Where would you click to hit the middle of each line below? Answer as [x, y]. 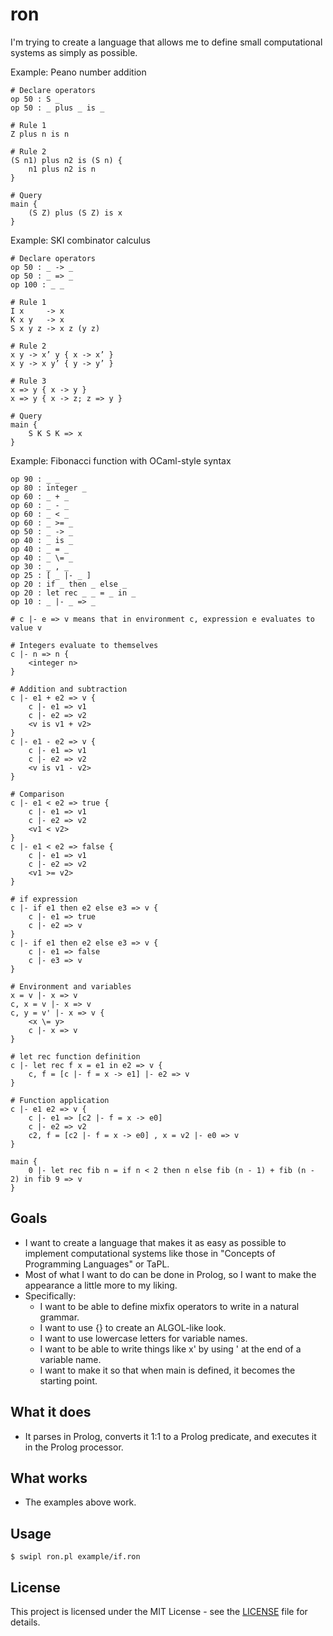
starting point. [68, 1380]
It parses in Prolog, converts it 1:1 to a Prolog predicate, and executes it [170, 1436]
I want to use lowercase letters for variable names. [143, 1338]
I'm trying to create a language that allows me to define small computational [166, 42]
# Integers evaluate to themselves [84, 645]
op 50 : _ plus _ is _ [57, 108]
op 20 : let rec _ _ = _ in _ [73, 593]
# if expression [44, 899]
